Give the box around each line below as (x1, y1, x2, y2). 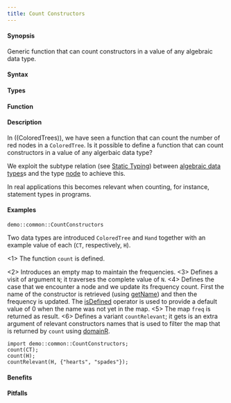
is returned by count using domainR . (7, 327, 110, 336)
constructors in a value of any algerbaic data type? (7, 148, 153, 156)
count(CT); (7, 347, 39, 354)
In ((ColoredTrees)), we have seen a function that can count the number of (7, 133, 221, 142)
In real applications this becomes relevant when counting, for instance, (7, 182, 209, 191)
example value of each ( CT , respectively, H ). (7, 241, 131, 249)
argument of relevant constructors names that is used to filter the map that (7, 320, 221, 328)
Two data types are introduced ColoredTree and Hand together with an (7, 233, 206, 242)
